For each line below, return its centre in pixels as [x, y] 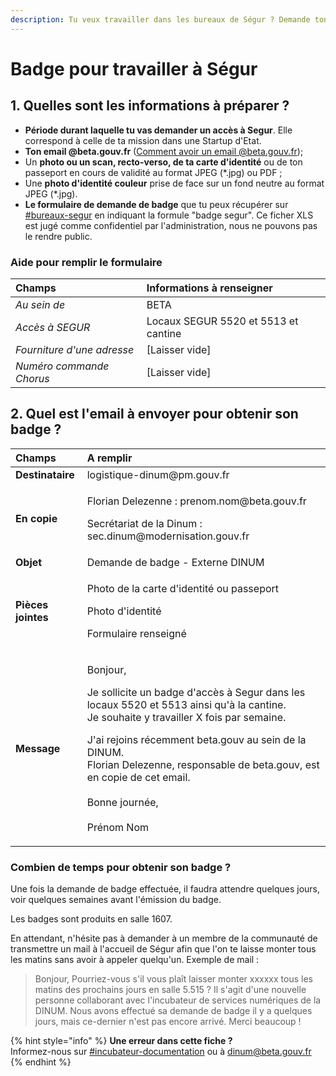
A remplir [109, 458]
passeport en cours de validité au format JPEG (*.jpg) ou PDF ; [153, 172]
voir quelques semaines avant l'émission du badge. [116, 900]
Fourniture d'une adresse [75, 349]
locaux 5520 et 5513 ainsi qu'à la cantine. [186, 704]
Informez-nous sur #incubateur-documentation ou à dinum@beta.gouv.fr [161, 1052]
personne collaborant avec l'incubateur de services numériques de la [178, 1000]
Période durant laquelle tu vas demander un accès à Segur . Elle [158, 130]
